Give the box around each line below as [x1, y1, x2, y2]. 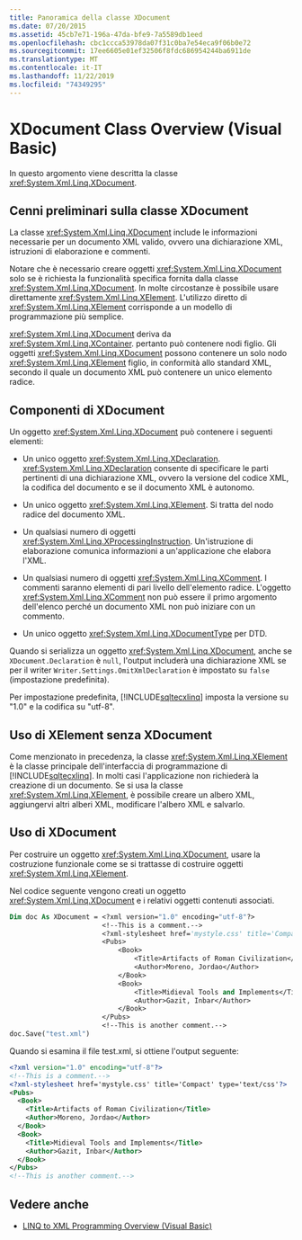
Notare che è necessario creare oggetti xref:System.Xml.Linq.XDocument [9, 263, 282, 274]
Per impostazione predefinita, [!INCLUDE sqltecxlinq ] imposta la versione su [9, 691, 289, 702]
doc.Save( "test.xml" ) [9, 1030, 91, 1039]
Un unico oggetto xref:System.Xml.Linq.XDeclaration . [22, 453, 221, 464]
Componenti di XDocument [9, 402, 165, 418]
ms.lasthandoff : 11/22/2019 [9, 72, 115, 81]
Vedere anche [9, 1197, 90, 1212]
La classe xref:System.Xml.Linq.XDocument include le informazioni [9, 227, 258, 238]
